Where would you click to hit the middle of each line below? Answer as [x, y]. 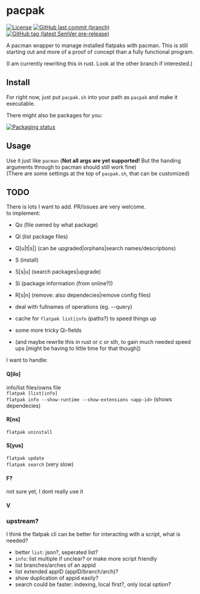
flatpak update [25, 458]
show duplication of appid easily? [56, 578]
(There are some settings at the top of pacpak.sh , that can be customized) [98, 173]
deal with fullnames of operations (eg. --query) [74, 307]
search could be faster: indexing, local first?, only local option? [93, 584]
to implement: [23, 213]
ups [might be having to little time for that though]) [78, 349]
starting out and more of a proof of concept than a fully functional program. [100, 51]
